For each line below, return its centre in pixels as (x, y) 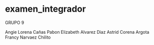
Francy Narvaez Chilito (28, 37)
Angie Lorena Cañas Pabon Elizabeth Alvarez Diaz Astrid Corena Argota (77, 32)
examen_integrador (46, 9)
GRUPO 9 (15, 22)
